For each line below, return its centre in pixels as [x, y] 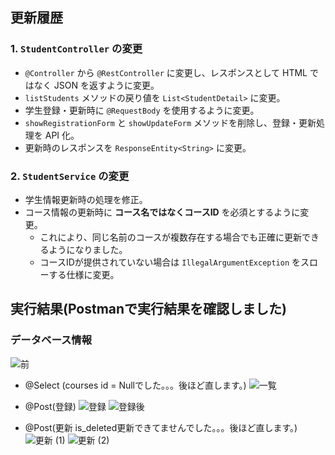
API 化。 [62, 135]
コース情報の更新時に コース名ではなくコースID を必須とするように [162, 212]
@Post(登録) [50, 406]
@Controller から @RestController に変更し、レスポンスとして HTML [166, 72]
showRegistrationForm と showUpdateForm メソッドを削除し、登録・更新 [170, 122]
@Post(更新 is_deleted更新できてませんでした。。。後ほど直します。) [161, 427]
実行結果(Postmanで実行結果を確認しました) [149, 309]
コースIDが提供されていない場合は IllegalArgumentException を [170, 262]
